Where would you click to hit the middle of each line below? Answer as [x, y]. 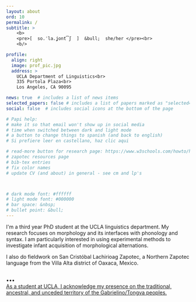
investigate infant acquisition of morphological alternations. [77, 245]
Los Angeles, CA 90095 [44, 87]
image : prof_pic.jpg [36, 65]
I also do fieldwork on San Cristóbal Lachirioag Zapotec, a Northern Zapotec [98, 256]
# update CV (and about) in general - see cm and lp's [74, 173]
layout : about [23, 11]
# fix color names [28, 168]
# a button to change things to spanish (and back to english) [85, 136]
